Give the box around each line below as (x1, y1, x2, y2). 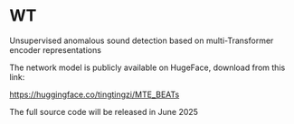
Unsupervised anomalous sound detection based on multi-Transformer (9, 35, 274, 46)
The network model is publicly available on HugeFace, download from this (9, 62, 286, 73)
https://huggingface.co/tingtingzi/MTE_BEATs (9, 89, 180, 100)
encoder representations (9, 44, 102, 55)
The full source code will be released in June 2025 (9, 106, 199, 117)
